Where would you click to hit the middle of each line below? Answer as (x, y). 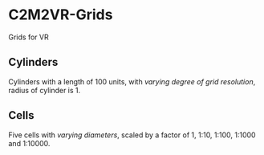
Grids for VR (29, 37)
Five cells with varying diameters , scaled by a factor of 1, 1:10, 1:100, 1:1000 (132, 135)
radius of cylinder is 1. (45, 90)
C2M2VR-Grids (61, 15)
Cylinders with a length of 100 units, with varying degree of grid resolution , (132, 81)
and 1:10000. (29, 143)
